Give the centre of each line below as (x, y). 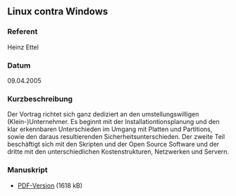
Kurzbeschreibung (40, 99)
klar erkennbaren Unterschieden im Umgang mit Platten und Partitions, (110, 129)
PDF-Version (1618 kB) (50, 185)
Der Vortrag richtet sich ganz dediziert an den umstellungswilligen (103, 114)
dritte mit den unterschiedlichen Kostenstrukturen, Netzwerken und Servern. (118, 152)
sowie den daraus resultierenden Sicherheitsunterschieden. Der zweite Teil (116, 137)
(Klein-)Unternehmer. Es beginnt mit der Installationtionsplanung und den (113, 122)
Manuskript (27, 170)
